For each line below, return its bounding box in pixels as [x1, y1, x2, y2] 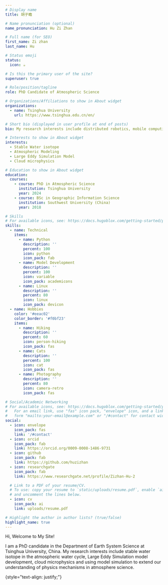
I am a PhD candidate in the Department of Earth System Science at [5, 543, 145, 549]
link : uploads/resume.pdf [14, 506, 68, 511]
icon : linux [23, 297, 48, 302]
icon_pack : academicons [23, 278, 72, 284]
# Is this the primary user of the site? [5, 71, 93, 76]
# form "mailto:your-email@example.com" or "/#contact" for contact [5, 413, 155, 418]
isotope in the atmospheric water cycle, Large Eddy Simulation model [5, 553, 148, 560]
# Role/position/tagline [5, 85, 57, 90]
